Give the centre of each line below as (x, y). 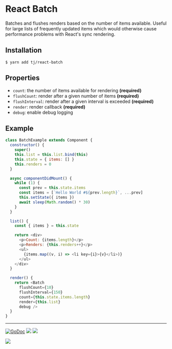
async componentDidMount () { (41, 178)
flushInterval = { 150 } (41, 292)
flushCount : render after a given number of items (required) (76, 96)
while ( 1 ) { (27, 183)
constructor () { (27, 145)
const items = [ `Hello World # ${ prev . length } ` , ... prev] (81, 193)
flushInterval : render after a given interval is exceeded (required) (83, 101)
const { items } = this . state (47, 226)
